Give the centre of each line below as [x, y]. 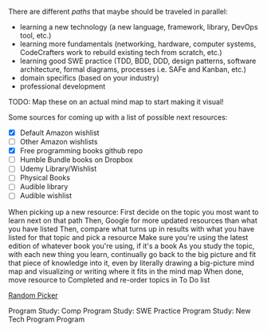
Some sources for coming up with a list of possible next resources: [118, 117]
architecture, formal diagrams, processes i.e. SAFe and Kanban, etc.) [133, 69]
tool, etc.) [35, 36]
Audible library [44, 187]
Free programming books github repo [81, 151]
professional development [63, 86]
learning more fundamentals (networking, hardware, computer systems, [138, 44]
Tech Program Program [47, 319]
